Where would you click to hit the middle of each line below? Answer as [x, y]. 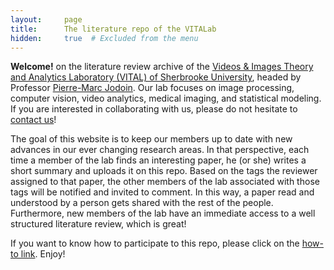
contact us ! [33, 120]
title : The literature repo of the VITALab [113, 29]
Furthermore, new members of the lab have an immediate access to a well [163, 213]
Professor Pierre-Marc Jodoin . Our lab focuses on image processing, [152, 88]
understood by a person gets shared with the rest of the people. [142, 203]
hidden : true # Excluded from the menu [104, 38]
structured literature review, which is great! [98, 224]
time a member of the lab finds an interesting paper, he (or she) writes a [158, 160]
